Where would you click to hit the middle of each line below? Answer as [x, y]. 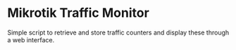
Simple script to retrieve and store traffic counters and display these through [118, 32]
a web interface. [31, 39]
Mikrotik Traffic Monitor [78, 13]
